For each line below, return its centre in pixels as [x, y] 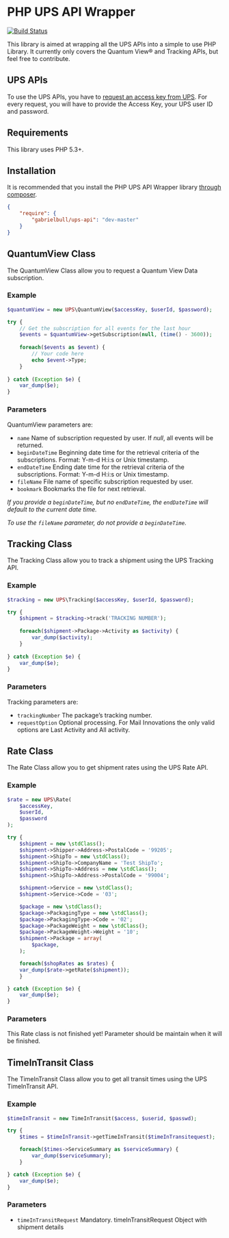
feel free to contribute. [39, 58]
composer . [22, 194]
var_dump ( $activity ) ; [63, 637]
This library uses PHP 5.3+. [45, 149]
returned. [30, 445]
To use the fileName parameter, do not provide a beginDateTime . [97, 522]
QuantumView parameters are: [50, 425]
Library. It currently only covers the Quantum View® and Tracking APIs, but [113, 51]
